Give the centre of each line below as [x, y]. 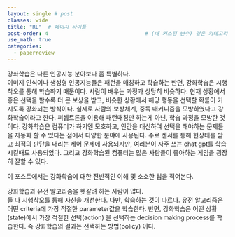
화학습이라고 [24, 117]
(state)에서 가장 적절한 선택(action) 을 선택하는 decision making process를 [111, 217]
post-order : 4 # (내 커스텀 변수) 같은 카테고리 [117, 33]
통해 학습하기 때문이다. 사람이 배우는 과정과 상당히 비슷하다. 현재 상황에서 [126, 91]
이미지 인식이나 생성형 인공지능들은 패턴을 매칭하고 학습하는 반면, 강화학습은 [111, 82]
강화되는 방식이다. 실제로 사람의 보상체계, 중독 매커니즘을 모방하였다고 [121, 109]
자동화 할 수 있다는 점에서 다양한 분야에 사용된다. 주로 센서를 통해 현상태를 [115, 135]
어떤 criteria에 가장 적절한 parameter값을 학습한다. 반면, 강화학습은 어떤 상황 [112, 208]
